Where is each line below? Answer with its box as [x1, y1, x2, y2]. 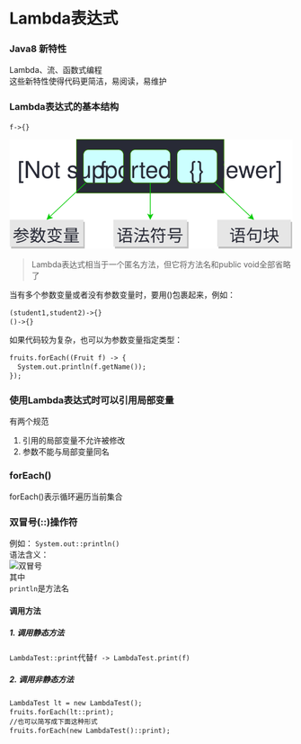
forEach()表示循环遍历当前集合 [9, 491, 123, 502]
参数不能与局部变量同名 [22, 446, 110, 457]
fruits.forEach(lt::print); [9, 707, 115, 716]
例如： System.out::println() [9, 538, 120, 549]
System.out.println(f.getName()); [17, 363, 146, 372]
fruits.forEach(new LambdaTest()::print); [9, 726, 171, 735]
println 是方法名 [9, 583, 70, 594]
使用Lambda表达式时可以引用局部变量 [9, 394, 174, 407]
